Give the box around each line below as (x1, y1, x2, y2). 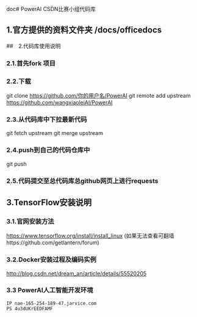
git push (6, 160, 27, 167)
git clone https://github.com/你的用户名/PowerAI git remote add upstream (6, 92, 191, 100)
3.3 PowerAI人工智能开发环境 (6, 286, 93, 294)
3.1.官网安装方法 (6, 217, 54, 225)
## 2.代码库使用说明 (6, 42, 61, 49)
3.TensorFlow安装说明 (6, 197, 92, 208)
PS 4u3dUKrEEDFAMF (6, 305, 53, 312)
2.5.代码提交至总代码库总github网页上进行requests (6, 177, 159, 185)
